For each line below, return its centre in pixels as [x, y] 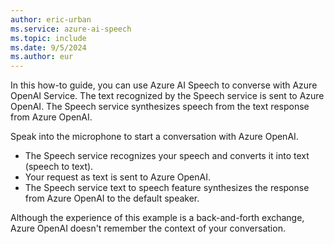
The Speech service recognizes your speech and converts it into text [167, 156]
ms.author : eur [42, 57]
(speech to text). [59, 167]
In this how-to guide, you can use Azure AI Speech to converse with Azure [164, 85]
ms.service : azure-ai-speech [71, 29]
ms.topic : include [48, 38]
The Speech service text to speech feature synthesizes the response [167, 188]
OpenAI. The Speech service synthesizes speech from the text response [160, 107]
